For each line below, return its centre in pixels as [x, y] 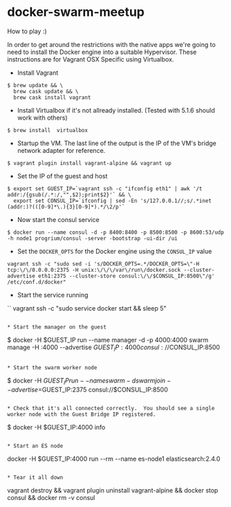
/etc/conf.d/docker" [37, 282]
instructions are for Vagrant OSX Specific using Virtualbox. [91, 59]
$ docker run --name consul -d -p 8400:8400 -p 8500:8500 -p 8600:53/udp [116, 232]
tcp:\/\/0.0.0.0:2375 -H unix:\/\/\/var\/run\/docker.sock [94, 270]
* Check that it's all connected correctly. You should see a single [111, 408]
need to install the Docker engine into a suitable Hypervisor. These [102, 52]
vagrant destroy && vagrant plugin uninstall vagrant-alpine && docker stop [113, 490]
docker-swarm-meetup [76, 12]
